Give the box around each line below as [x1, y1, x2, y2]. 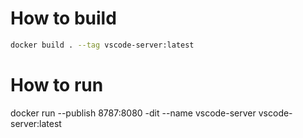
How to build [10, 7, 117, 30]
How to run [10, 74, 104, 96]
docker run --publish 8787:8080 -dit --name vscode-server [10, 107, 257, 119]
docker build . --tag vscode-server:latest [10, 40, 195, 50]
